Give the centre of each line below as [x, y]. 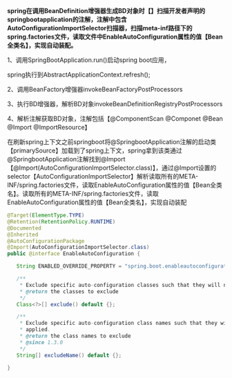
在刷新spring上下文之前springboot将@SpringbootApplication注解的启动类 [112, 142]
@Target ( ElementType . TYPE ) [46, 215]
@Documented [24, 228]
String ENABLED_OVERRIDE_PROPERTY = [69, 266]
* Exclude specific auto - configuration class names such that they [118, 324]
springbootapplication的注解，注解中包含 [67, 19]
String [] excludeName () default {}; [69, 355]
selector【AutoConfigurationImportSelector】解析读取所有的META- [103, 176]
